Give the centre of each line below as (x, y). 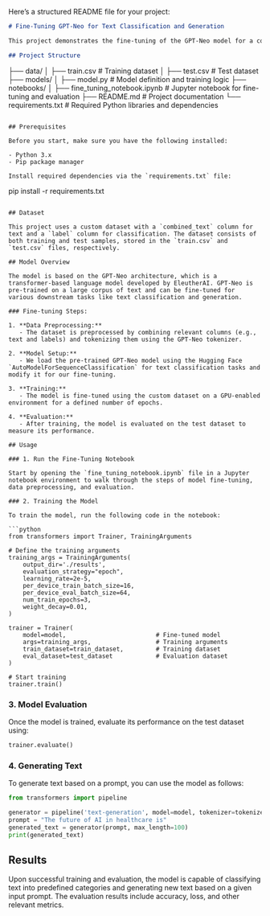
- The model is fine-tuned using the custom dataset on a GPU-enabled (140, 396)
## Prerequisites (37, 127)
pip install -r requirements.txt (56, 191)
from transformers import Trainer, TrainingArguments (100, 536)
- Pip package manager (46, 162)
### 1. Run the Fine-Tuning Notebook (72, 459)
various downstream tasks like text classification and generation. (125, 297)
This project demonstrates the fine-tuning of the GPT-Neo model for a (131, 41)
